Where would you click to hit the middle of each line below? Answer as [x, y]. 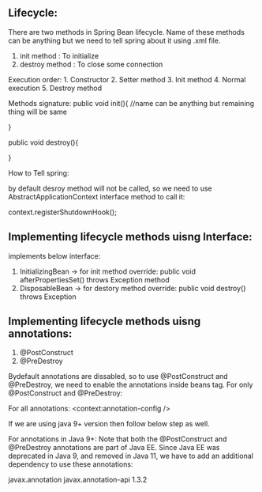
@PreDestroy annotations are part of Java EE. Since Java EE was [114, 448]
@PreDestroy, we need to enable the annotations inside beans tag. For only [131, 385]
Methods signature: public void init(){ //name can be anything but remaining [131, 103]
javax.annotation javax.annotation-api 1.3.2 [78, 480]
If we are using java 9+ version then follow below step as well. [109, 424]
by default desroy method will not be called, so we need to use [110, 188]
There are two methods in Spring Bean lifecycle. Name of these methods [126, 32]
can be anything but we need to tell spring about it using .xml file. [114, 40]
